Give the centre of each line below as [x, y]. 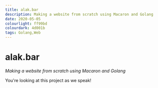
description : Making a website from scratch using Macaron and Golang [79, 14]
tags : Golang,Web [23, 33]
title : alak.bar [22, 10]
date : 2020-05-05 [23, 19]
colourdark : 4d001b [25, 28]
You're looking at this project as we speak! [48, 80]
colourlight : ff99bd [26, 23]
